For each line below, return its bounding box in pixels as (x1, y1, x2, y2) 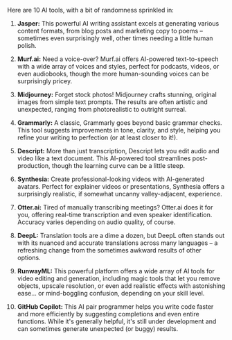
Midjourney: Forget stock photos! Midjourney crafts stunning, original (17, 90, 217, 99)
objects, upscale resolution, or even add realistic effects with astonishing (17, 282, 226, 290)
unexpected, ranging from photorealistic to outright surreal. (17, 105, 187, 113)
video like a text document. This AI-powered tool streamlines (17, 154, 191, 162)
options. (17, 253, 41, 262)
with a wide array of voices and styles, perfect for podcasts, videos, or (17, 62, 220, 70)
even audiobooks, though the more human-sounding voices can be (17, 69, 209, 78)
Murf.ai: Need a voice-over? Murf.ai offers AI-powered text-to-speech (17, 55, 219, 63)
